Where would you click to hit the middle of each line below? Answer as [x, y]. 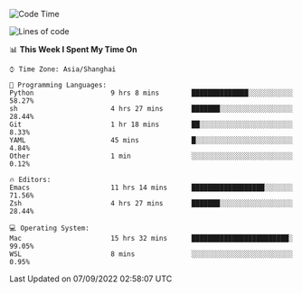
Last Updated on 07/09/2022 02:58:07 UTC [91, 279]
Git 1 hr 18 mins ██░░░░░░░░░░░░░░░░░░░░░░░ [151, 124]
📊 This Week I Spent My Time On [73, 49]
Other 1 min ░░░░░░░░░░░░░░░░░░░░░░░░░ [151, 156]
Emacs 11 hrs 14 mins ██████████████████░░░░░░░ [151, 188]
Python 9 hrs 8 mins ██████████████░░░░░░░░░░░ [151, 93]
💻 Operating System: [50, 228]
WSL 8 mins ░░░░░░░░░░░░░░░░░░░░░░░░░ [151, 254]
